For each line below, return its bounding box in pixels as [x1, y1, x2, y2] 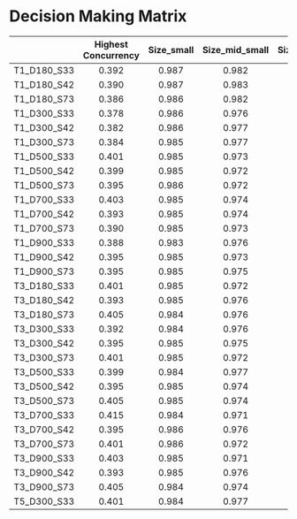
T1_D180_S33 [13, 64, 75, 76]
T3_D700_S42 [13, 423, 75, 435]
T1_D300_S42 [13, 121, 75, 134]
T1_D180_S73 [13, 93, 75, 105]
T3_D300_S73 [13, 351, 75, 363]
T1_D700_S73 [13, 222, 75, 234]
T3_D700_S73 [13, 438, 75, 450]
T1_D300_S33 [13, 107, 75, 119]
